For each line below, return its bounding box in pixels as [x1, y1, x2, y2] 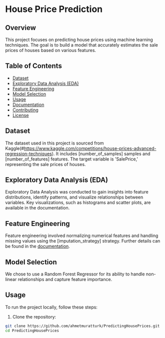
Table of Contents [5, 61, 62, 70]
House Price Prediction [5, 3, 103, 15]
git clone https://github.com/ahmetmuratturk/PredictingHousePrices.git [5, 323, 160, 328]
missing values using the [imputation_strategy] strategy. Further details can [5, 238, 160, 244]
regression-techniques [5, 150, 52, 156]
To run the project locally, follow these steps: [5, 304, 97, 310]
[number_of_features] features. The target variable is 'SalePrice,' [5, 156, 138, 162]
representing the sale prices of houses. [5, 161, 86, 167]
